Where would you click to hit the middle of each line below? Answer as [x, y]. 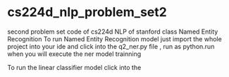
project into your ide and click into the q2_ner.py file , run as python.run [111, 46]
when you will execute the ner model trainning [74, 54]
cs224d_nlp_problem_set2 [87, 12]
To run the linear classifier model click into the [74, 67]
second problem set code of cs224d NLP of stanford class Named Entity [113, 31]
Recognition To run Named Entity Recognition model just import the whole [114, 38]
